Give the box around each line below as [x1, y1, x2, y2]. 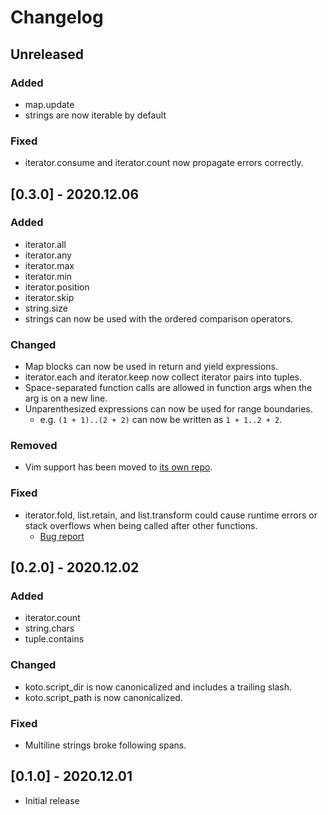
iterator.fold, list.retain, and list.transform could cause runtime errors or [24, 509, 318, 521]
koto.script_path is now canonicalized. [24, 691, 183, 703]
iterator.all [24, 238, 67, 250]
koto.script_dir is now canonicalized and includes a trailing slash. [24, 681, 293, 693]
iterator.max [24, 259, 75, 271]
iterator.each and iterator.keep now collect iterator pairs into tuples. [24, 371, 303, 383]
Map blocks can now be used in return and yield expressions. [24, 361, 279, 373]
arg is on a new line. [24, 392, 108, 405]
